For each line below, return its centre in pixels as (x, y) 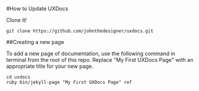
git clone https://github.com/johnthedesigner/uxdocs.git (80, 31)
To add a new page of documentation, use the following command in (91, 54)
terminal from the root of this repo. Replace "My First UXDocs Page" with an (100, 60)
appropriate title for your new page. (50, 66)
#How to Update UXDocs (37, 9)
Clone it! (16, 20)
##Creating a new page (35, 42)
